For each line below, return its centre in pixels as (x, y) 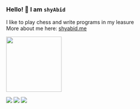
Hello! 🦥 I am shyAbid (36, 9)
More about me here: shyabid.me (46, 28)
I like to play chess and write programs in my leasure (70, 22)
